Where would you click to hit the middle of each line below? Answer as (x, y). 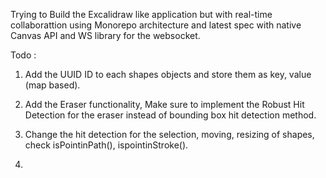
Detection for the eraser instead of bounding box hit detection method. (170, 115)
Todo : (23, 55)
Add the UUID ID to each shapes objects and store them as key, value (168, 74)
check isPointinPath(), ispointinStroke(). (106, 145)
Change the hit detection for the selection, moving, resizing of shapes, (169, 134)
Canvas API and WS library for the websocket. (105, 35)
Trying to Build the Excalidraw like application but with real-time (141, 14)
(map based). (52, 85)
